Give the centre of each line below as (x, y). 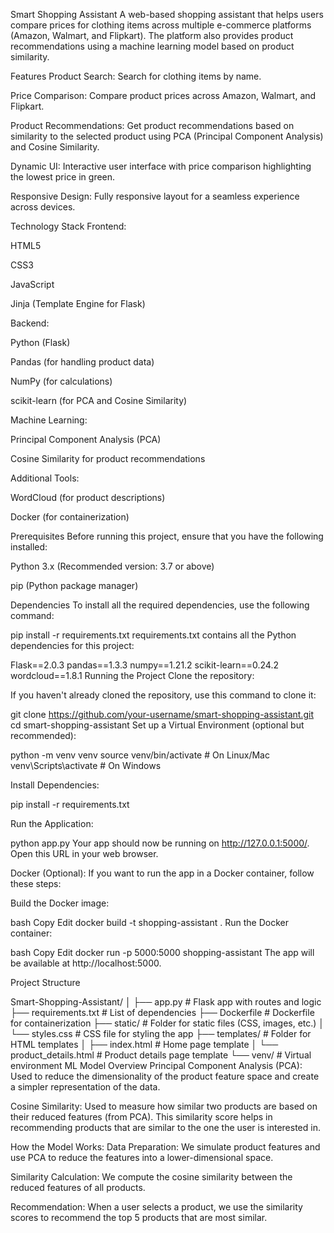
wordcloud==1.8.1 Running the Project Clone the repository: (132, 675)
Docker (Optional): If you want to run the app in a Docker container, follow (162, 873)
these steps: (36, 883)
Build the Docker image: (60, 903)
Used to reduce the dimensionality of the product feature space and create (165, 1076)
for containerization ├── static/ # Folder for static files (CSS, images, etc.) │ (167, 1023)
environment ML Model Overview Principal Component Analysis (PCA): (156, 1065)
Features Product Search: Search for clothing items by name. (136, 76)
